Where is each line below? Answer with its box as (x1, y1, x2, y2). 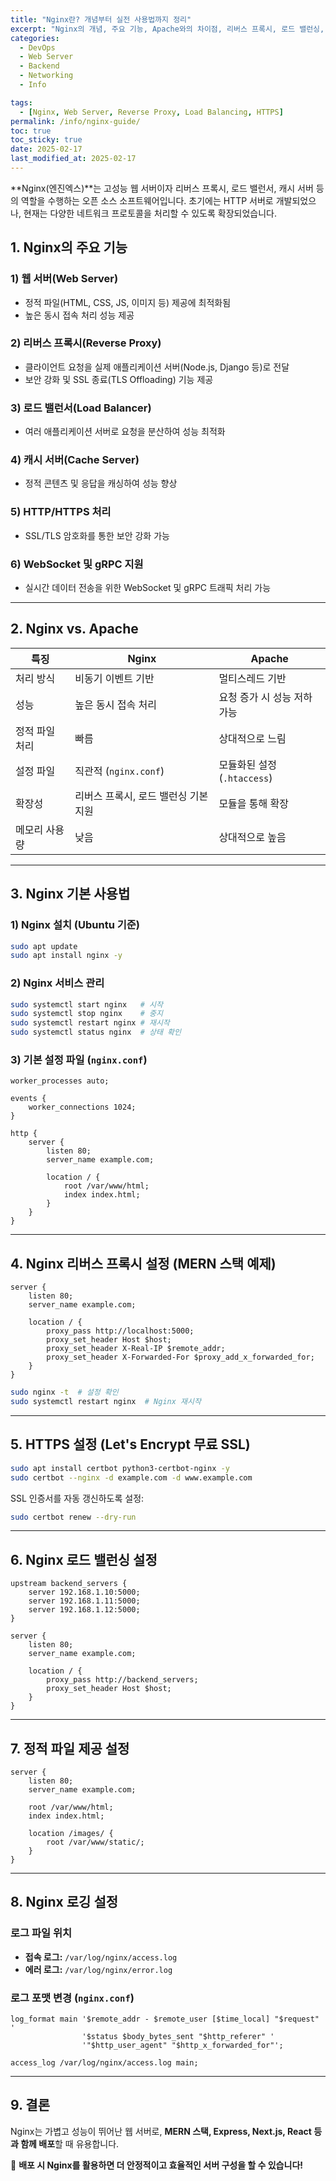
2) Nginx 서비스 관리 (10, 976, 105, 990)
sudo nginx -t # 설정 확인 (10, 1387, 119, 1398)
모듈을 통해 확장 (218, 796, 290, 810)
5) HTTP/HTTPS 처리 (10, 505, 112, 519)
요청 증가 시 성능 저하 (218, 690, 313, 704)
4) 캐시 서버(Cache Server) (10, 453, 140, 467)
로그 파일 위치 (10, 1926, 73, 1940)
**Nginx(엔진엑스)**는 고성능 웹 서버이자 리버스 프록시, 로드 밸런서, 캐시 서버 (10, 182, 314, 194)
